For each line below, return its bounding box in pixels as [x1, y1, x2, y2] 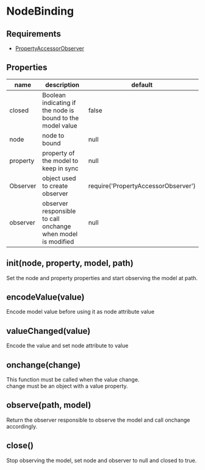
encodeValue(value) [6, 292, 85, 303]
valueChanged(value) [6, 325, 91, 336]
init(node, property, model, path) [6, 258, 134, 269]
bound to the [42, 114, 79, 122]
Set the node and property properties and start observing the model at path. [6, 274, 198, 281]
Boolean [42, 90, 66, 99]
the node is [42, 106, 74, 114]
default [131, 81, 153, 89]
